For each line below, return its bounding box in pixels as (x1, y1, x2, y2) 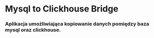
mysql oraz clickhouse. (5, 26, 61, 33)
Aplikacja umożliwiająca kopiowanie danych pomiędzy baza (5, 21, 149, 27)
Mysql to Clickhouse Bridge (5, 3, 119, 14)
